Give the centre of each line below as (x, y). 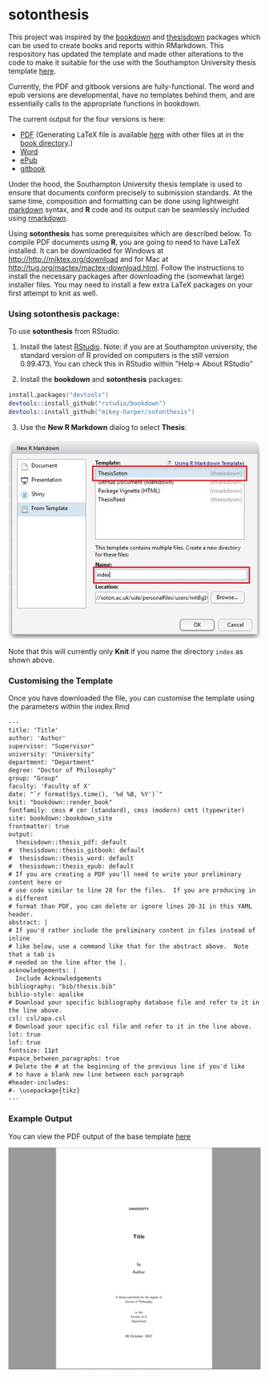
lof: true (25, 1043)
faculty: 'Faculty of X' (50, 786)
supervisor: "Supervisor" (51, 746)
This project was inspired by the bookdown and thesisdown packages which (134, 37)
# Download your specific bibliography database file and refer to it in (134, 1002)
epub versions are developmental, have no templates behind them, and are (132, 94)
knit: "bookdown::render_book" (60, 802)
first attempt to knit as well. (53, 293)
